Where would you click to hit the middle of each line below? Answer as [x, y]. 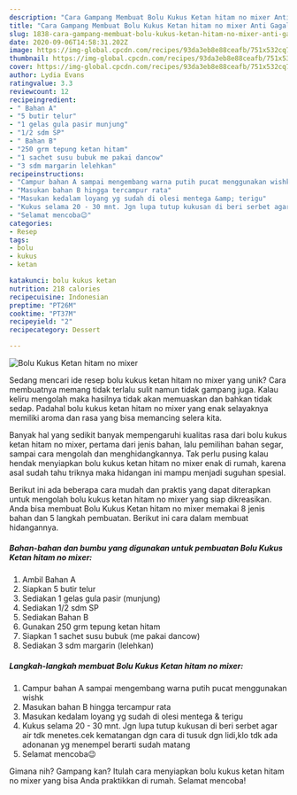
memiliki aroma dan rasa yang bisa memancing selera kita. [116, 418]
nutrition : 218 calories [55, 289]
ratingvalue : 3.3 [41, 83]
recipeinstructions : [47, 174]
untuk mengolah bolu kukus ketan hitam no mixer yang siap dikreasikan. [141, 499]
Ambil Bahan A [49, 579]
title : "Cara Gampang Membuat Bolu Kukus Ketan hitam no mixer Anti [138, 26]
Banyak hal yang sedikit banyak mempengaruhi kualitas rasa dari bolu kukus [148, 435]
